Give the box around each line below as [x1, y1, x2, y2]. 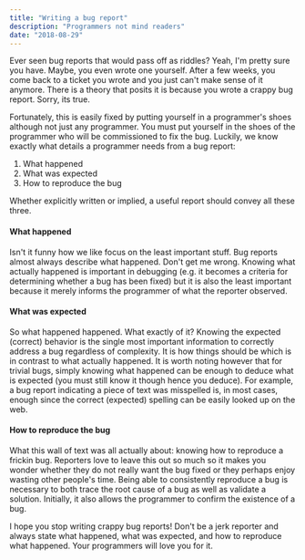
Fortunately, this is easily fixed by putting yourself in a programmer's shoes [9, 111, 292, 123]
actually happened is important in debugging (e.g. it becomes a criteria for [9, 265, 289, 276]
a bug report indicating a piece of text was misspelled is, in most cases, [9, 384, 279, 395]
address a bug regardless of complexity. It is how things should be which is [9, 346, 292, 357]
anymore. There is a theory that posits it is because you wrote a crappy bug [9, 84, 294, 96]
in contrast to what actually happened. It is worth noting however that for [9, 355, 283, 366]
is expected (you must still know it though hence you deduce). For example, [9, 375, 294, 386]
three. [9, 205, 32, 216]
